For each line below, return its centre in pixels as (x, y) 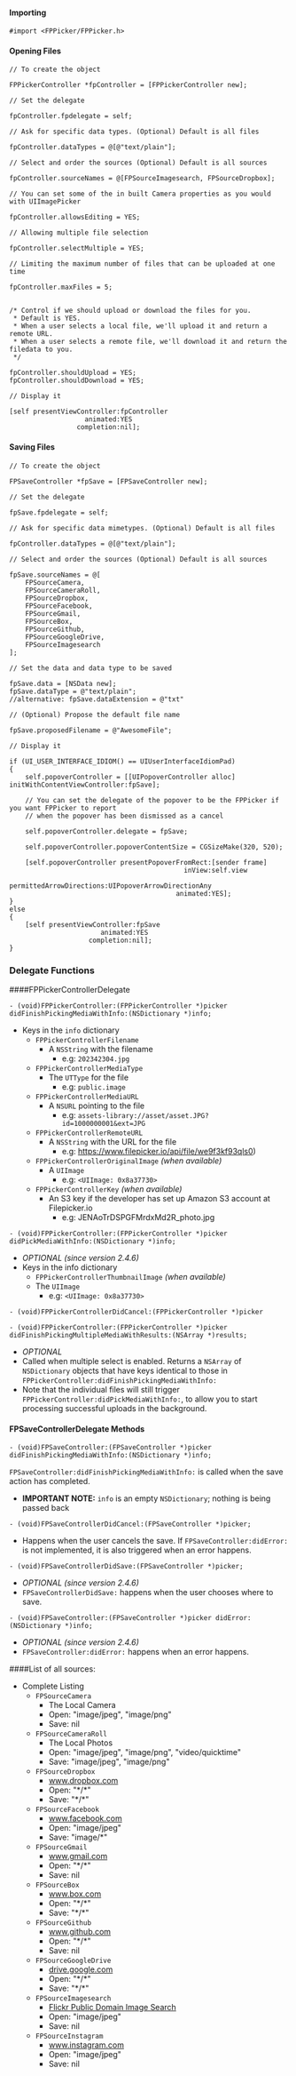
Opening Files (35, 51)
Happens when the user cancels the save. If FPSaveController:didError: (155, 1541)
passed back (46, 1508)
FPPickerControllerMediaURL (87, 1097)
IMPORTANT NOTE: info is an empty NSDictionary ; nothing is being (146, 1498)
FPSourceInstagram (69, 2036)
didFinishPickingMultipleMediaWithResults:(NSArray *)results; (129, 1335)
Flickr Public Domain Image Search (113, 2008)
